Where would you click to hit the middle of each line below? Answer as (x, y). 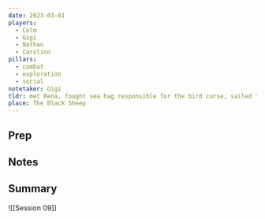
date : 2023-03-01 (37, 15)
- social (30, 81)
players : (22, 23)
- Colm (26, 30)
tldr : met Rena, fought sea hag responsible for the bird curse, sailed (130, 96)
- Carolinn (33, 52)
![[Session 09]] (32, 208)
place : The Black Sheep (47, 103)
